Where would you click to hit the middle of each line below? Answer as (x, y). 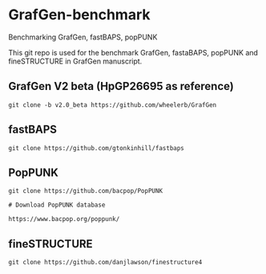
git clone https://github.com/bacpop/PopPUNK (85, 191)
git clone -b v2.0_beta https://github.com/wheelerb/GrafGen (113, 105)
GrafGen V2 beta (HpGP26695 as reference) (121, 86)
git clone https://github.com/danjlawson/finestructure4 (105, 263)
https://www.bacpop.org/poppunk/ (64, 219)
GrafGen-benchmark (79, 15)
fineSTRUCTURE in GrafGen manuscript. (75, 61)
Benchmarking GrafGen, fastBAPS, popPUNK (83, 37)
